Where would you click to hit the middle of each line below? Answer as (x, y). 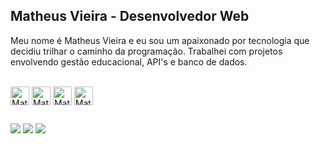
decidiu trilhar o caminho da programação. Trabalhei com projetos (146, 51)
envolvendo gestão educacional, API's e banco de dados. (129, 61)
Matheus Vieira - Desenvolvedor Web (130, 16)
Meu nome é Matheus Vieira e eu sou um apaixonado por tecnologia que (160, 40)
